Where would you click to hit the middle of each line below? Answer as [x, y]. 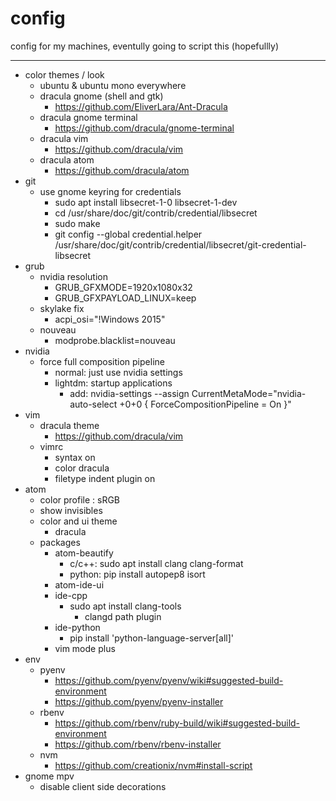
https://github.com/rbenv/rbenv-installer [138, 744]
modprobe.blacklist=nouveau [115, 340]
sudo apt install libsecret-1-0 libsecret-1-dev [146, 202]
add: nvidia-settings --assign [129, 393]
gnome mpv [49, 776]
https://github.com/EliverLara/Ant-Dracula [141, 106]
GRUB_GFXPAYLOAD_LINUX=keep [125, 298]
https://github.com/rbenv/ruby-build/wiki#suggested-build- [177, 723]
